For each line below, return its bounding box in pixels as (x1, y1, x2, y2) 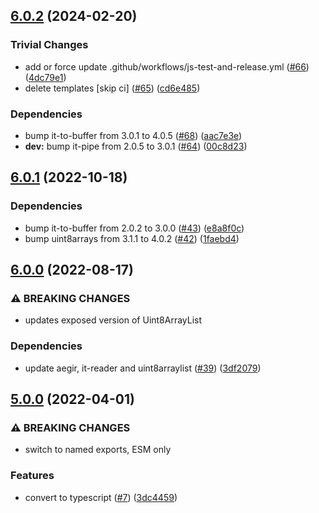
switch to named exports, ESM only (24, 444, 172, 456)
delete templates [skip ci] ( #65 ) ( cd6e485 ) (24, 82, 201, 94)
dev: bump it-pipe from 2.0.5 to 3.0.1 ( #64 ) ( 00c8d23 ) (24, 140, 248, 152)
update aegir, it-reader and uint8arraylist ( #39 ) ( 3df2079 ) (24, 362, 262, 374)
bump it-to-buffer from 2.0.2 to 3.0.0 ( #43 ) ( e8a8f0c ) (24, 222, 245, 234)
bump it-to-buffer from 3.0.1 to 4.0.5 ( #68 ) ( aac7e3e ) (24, 129, 243, 141)
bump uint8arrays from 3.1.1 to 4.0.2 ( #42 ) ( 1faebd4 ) (24, 232, 240, 244)
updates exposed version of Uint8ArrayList (24, 314, 203, 326)
